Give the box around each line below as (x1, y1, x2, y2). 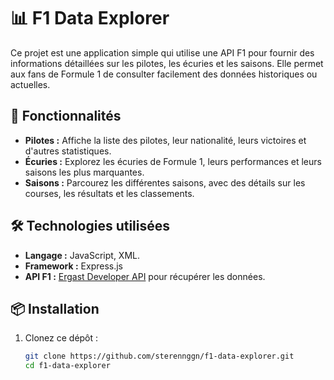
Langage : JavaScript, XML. (24, 249, 141, 261)
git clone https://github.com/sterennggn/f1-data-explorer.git (24, 351, 295, 362)
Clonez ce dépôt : (24, 332, 99, 344)
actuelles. (10, 78, 51, 90)
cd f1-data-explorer (24, 361, 111, 371)
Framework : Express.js (24, 260, 124, 272)
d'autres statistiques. (24, 145, 112, 157)
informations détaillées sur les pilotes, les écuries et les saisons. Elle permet (10, 57, 324, 69)
